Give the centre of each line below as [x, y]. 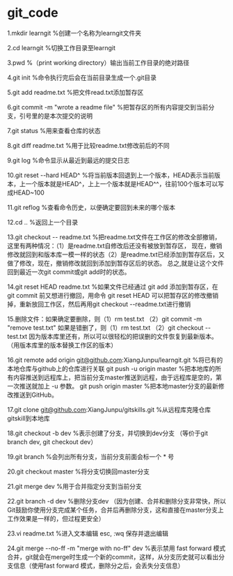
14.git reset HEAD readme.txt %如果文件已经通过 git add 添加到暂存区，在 [113, 287]
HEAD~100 [29, 192]
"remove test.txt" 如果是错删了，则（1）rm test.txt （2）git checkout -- [109, 327]
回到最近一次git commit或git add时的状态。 [69, 272]
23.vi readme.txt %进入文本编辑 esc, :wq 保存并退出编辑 [88, 533]
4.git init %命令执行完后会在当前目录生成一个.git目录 [82, 77]
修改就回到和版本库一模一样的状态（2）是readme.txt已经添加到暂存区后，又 [116, 254]
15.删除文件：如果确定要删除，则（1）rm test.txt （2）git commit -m [105, 319]
